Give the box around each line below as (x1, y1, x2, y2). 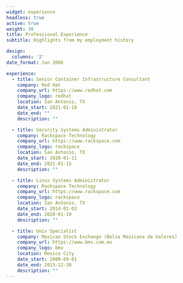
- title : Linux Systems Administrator (12, 177, 110, 183)
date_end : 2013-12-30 (17, 262, 72, 268)
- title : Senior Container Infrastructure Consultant (12, 76, 150, 82)
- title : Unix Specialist (12, 228, 78, 234)
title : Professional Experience (6, 32, 88, 38)
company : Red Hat (17, 82, 61, 88)
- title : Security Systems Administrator (12, 127, 118, 133)
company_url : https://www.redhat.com (17, 88, 113, 94)
